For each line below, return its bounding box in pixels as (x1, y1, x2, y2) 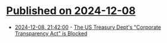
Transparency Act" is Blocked (14, 29, 88, 37)
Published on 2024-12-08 (6, 4, 136, 18)
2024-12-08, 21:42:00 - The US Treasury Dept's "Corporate (14, 24, 162, 31)
